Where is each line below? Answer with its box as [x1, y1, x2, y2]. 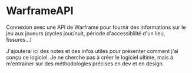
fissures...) [6, 36, 32, 43]
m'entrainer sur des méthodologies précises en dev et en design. [6, 60, 164, 67]
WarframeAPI [6, 4, 74, 18]
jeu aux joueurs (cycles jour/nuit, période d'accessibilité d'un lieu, [6, 29, 165, 36]
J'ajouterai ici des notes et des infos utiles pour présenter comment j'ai [6, 47, 178, 54]
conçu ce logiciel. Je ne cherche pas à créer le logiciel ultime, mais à [6, 54, 174, 61]
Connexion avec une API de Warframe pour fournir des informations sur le [6, 24, 186, 31]
